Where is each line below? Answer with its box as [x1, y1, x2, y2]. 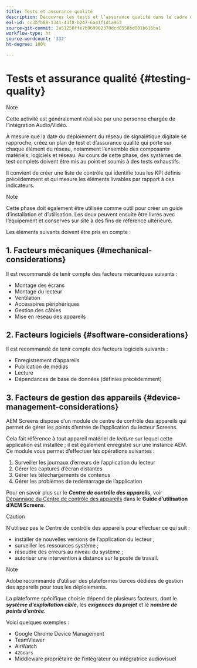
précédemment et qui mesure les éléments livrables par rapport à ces [6, 175, 175, 182]
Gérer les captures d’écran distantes [14, 465, 103, 472]
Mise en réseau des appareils [14, 313, 86, 320]
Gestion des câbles [14, 306, 62, 313]
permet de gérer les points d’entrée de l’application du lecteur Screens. [6, 424, 178, 431]
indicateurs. [6, 182, 35, 189]
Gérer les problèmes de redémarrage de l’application [14, 477, 142, 485]
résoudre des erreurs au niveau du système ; [14, 548, 123, 556]
